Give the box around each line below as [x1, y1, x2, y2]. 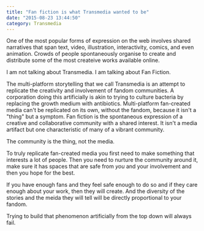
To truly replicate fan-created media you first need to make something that [6, 150, 195, 157]
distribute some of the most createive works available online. [6, 56, 161, 64]
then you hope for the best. [6, 169, 75, 176]
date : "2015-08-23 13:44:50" [6, 15, 81, 21]
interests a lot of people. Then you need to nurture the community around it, [6, 156, 198, 164]
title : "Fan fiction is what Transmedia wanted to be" [6, 9, 149, 15]
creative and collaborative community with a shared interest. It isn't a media [6, 119, 198, 127]
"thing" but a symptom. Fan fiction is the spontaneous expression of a [6, 113, 183, 120]
